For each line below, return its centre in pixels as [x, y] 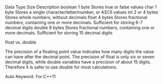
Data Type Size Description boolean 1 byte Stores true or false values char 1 [81, 7]
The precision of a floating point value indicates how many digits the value [80, 51]
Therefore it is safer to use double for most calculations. [61, 67]
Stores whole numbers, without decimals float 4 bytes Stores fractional [76, 17]
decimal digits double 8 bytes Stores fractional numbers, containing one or [80, 28]
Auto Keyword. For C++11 [30, 76]
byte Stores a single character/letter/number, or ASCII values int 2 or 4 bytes [81, 12]
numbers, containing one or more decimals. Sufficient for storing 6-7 [74, 22]
